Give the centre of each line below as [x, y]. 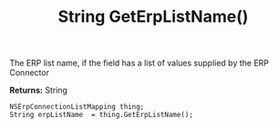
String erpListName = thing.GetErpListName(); [102, 115]
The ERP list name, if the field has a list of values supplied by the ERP [139, 63]
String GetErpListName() [153, 17]
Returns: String [39, 90]
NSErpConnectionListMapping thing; [77, 107]
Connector [30, 73]
